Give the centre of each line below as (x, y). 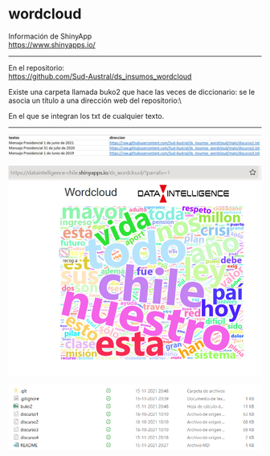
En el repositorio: (37, 67)
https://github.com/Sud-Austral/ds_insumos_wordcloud (100, 76)
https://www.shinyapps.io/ (52, 44)
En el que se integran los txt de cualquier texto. (86, 116)
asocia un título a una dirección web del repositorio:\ (95, 100)
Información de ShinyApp (50, 36)
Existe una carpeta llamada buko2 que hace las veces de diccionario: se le (132, 92)
